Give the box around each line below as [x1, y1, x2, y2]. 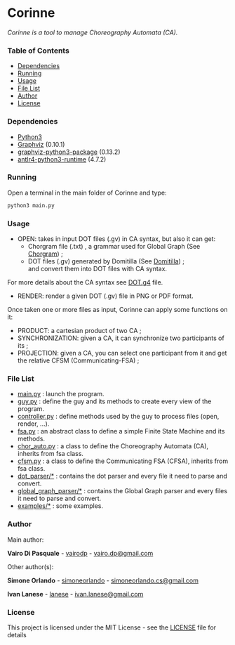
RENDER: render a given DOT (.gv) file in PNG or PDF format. [17, 292, 194, 300]
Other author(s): [7, 562, 54, 571]
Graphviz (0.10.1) [17, 140, 65, 148]
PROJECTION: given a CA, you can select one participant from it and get [17, 349, 227, 357]
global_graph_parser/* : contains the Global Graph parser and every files [17, 487, 228, 495]
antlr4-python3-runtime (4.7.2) [17, 155, 107, 163]
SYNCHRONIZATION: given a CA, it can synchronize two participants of [17, 334, 224, 342]
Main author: [7, 535, 44, 544]
